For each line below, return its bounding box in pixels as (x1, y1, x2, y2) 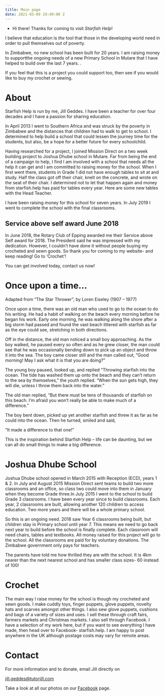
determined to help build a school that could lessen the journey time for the (5, 133, 158, 139)
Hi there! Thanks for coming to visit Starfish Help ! (12, 25, 113, 31)
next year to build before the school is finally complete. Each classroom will (5, 527, 158, 532)
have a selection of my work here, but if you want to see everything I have (5, 622, 156, 628)
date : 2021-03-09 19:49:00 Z (5, 12, 65, 17)
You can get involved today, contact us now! (5, 263, 95, 269)
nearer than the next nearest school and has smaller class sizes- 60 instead (5, 557, 159, 563)
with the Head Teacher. (5, 190, 53, 196)
